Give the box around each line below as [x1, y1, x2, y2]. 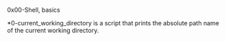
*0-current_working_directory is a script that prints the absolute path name [7, 19, 219, 27]
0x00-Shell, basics [7, 6, 60, 14]
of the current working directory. [7, 27, 99, 34]
